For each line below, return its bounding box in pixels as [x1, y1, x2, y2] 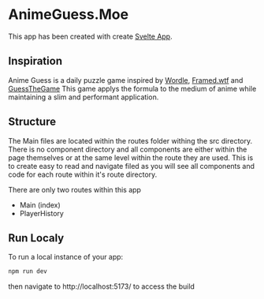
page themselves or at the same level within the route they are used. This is [8, 152, 254, 163]
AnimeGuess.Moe [8, 6, 128, 24]
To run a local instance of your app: [8, 252, 124, 262]
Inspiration [8, 54, 63, 68]
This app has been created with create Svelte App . [8, 32, 173, 41]
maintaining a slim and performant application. [8, 92, 159, 102]
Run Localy [8, 231, 65, 245]
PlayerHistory [19, 208, 65, 218]
